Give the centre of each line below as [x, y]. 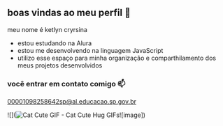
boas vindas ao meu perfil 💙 [69, 13]
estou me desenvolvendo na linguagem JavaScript [90, 50]
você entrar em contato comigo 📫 [66, 84]
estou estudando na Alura [55, 43]
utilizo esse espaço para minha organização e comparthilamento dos [117, 58]
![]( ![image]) [76, 115]
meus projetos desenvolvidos [60, 65]
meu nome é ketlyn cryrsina [47, 29]
